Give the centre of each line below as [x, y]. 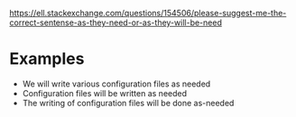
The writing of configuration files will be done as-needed [128, 103]
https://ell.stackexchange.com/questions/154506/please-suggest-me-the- [148, 13]
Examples [47, 59]
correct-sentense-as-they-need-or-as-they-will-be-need [116, 22]
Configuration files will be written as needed [105, 93]
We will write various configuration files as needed [116, 84]
